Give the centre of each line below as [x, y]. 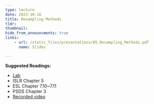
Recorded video [29, 96]
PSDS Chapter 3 [29, 91]
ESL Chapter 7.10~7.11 [34, 86]
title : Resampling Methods [33, 19]
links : [12, 38]
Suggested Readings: [28, 65]
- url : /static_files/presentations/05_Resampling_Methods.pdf [82, 42]
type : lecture [20, 10]
